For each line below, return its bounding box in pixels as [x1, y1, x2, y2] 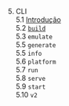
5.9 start [15, 82, 46, 91]
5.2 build [15, 24, 46, 32]
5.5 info [15, 49, 42, 57]
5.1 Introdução [15, 15, 61, 24]
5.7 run [15, 65, 38, 74]
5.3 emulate [15, 31, 53, 41]
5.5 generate [15, 40, 56, 49]
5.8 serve [15, 74, 45, 82]
